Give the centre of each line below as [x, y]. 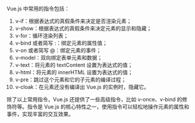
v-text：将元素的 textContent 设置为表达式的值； [74, 65]
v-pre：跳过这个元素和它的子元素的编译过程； [71, 80]
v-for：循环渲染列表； [42, 36]
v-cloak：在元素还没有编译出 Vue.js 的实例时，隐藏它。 [82, 87]
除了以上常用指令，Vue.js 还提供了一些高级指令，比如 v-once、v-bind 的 [95, 99]
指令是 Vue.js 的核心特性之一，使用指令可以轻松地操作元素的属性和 [108, 107]
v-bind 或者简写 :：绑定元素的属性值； [61, 43]
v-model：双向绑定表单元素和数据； [59, 58]
